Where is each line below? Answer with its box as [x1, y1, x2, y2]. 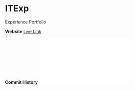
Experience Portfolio [5, 19, 46, 25]
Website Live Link [5, 28, 42, 34]
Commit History [5, 79, 38, 85]
